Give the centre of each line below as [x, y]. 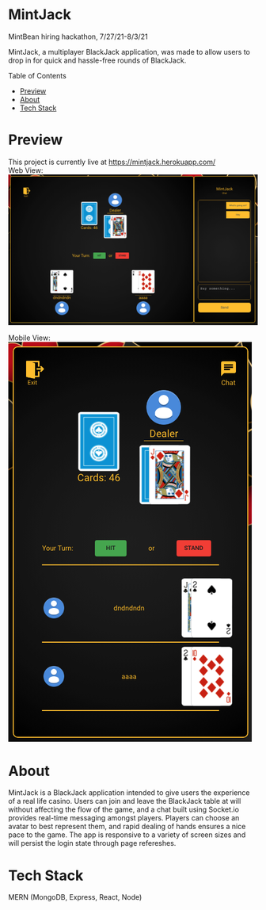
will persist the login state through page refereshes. [92, 843]
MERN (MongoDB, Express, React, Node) [75, 897]
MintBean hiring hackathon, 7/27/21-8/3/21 [78, 36]
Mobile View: [29, 338]
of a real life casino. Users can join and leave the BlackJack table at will [125, 801]
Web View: [26, 170]
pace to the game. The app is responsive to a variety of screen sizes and [127, 835]
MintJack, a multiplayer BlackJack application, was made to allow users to [129, 52]
